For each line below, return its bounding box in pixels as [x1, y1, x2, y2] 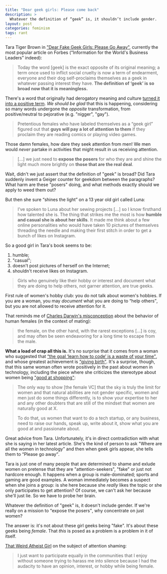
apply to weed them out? [5, 187, 56, 192]
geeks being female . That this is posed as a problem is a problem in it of [5, 528, 154, 534]
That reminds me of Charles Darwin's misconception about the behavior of [5, 313, 159, 319]
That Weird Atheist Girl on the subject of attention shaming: [5, 543, 127, 549]
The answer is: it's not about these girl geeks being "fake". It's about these [5, 523, 159, 529]
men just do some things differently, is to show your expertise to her [17, 395, 158, 400]
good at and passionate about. [17, 426, 81, 431]
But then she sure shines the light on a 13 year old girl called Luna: [5, 196, 146, 202]
